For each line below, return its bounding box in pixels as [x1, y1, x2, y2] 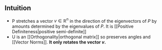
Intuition [4, 4, 31, 12]
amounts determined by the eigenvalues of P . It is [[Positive [11, 23, 134, 29]
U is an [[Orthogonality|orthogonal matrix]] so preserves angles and [11, 34, 151, 40]
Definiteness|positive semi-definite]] [11, 29, 87, 35]
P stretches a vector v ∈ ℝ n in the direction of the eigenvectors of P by [11, 17, 157, 24]
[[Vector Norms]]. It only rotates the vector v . [11, 39, 106, 45]
